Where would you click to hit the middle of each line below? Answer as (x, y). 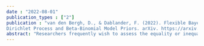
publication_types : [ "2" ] (40, 17)
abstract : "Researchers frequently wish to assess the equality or (93, 34)
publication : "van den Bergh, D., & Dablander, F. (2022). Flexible (96, 23)
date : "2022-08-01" (32, 12)
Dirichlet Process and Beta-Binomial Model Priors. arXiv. (83, 28)
